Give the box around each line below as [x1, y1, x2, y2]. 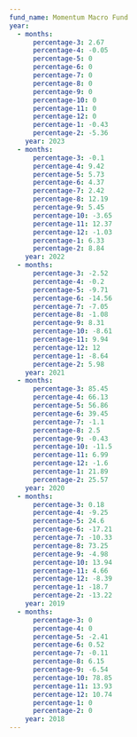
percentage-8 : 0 [32, 79, 93, 88]
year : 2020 [25, 483, 65, 493]
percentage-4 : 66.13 [32, 392, 109, 402]
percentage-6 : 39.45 [32, 409, 109, 418]
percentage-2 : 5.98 [32, 360, 104, 368]
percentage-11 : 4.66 [32, 566, 109, 575]
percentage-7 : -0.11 [32, 649, 109, 658]
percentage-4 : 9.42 [32, 162, 104, 170]
